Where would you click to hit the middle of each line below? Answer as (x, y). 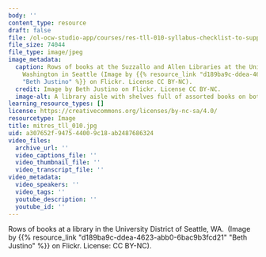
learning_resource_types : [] (56, 104)
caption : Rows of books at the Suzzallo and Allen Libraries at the (131, 67)
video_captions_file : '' (56, 155)
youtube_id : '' (40, 206)
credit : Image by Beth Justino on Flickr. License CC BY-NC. (118, 89)
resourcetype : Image (42, 119)
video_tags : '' (40, 192)
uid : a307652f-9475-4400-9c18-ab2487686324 (81, 133)
